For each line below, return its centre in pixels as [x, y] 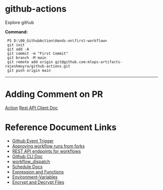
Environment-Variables [35, 177]
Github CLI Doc [27, 156]
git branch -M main [27, 58]
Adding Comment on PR [54, 95]
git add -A [18, 49]
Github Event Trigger [33, 141]
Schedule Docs [27, 167]
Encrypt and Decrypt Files [38, 182]
